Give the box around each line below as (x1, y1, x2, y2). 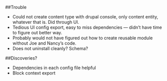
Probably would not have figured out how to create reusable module (12, 35, 153, 41)
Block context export (12, 70, 56, 76)
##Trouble (5, 4, 26, 10)
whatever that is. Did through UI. (12, 19, 79, 25)
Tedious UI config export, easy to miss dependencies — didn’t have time (12, 24, 162, 30)
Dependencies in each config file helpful (12, 65, 96, 71)
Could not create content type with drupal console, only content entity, (12, 14, 158, 19)
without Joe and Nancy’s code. (12, 40, 76, 46)
